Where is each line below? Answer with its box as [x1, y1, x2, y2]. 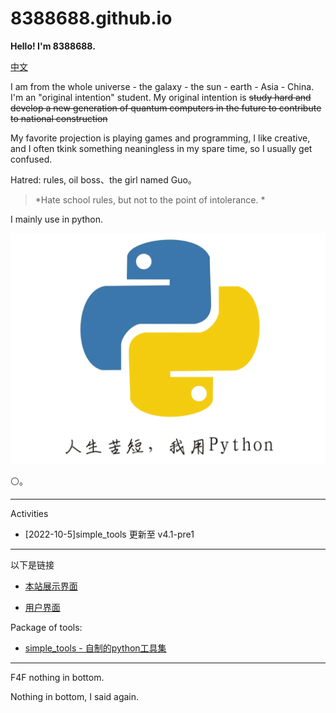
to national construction [10, 112, 108, 124]
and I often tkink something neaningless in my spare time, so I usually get [10, 142, 313, 154]
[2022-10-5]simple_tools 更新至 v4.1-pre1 [24, 528, 195, 541]
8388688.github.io [10, 7, 173, 30]
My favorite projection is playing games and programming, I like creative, [10, 132, 311, 144]
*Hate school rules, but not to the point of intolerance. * [34, 193, 266, 206]
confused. [10, 153, 53, 165]
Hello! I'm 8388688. [10, 40, 96, 52]
